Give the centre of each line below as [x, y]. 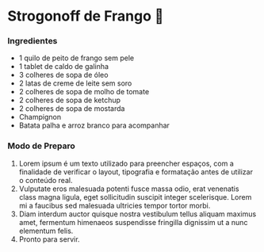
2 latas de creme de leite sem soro [75, 83]
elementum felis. [46, 231]
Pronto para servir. [49, 239]
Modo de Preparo [42, 146]
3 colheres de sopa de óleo [63, 75]
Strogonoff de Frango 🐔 [86, 16]
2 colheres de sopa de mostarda [72, 109]
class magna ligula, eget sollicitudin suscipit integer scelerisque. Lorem [135, 197]
